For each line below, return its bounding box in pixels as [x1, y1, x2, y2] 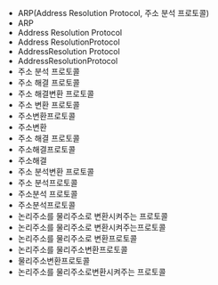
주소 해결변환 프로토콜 [17, 88, 95, 99]
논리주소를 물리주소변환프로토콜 [17, 244, 128, 255]
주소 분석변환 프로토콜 [17, 167, 95, 176]
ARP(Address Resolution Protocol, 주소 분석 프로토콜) [17, 8, 210, 18]
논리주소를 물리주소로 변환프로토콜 [17, 233, 138, 243]
